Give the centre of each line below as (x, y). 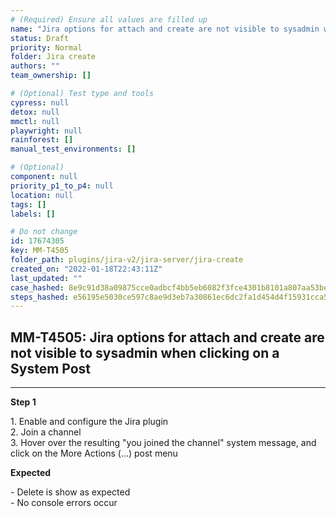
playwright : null (46, 131)
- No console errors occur (64, 503)
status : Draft (40, 38)
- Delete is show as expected (70, 492)
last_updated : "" (46, 278)
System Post (51, 368)
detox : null (35, 112)
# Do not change (44, 232)
